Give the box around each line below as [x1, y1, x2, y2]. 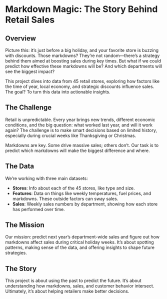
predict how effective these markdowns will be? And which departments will [5, 63, 162, 69]
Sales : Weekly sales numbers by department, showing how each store [12, 201, 158, 207]
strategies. [5, 250, 27, 256]
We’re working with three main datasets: [5, 175, 88, 181]
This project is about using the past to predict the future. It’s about [5, 277, 141, 283]
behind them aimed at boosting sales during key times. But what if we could [5, 58, 161, 63]
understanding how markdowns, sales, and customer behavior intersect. [5, 283, 154, 289]
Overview [5, 34, 36, 42]
